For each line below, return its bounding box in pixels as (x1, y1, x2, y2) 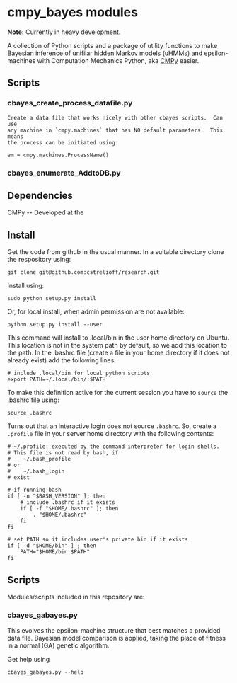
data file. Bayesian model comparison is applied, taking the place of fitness (7, 634, 226, 643)
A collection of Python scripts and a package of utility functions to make (7, 41, 218, 50)
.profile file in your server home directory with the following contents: (7, 430, 214, 438)
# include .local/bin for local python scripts (7, 369, 151, 377)
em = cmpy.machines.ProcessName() (7, 151, 110, 159)
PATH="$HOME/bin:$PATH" (20, 549, 91, 556)
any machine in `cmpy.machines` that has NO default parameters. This (7, 127, 223, 134)
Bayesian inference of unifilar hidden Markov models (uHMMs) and (7, 49, 203, 57)
